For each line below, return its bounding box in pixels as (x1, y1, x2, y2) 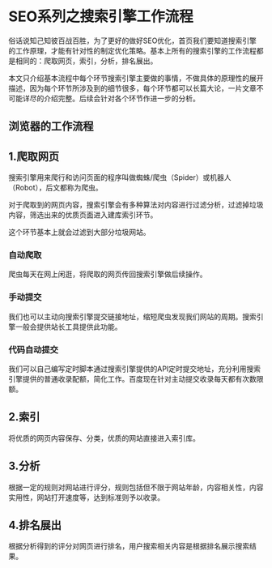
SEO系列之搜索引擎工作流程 (8, 7, 193, 26)
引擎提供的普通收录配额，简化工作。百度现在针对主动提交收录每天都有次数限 (8, 374, 264, 384)
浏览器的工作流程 (8, 119, 94, 134)
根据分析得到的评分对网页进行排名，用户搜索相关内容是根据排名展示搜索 (8, 541, 249, 551)
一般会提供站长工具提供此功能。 (15, 322, 122, 331)
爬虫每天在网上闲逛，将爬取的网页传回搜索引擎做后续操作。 (8, 269, 207, 280)
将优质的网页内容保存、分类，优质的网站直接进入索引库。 (8, 433, 200, 442)
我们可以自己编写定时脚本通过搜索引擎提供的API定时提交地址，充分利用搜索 (8, 364, 261, 374)
